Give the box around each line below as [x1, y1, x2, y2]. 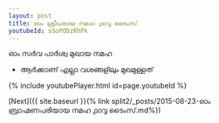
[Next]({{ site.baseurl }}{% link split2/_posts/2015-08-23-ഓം [8, 96, 211, 106]
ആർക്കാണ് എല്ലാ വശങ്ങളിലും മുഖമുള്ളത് [19, 65, 154, 75]
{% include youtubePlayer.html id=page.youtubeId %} [8, 81, 188, 91]
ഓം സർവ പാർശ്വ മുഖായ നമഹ [8, 49, 113, 59]
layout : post [8, 11, 52, 20]
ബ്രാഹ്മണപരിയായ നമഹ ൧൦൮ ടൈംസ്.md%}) [8, 105, 161, 115]
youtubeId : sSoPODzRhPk [8, 27, 89, 35]
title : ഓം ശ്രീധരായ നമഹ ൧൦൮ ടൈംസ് [8, 19, 138, 27]
